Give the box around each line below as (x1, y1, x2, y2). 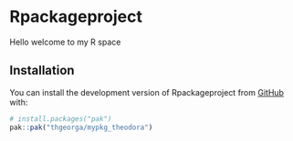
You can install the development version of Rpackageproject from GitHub (9, 86, 285, 97)
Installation (9, 63, 75, 78)
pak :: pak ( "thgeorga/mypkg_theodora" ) (9, 123, 153, 132)
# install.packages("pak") (9, 114, 112, 124)
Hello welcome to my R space (9, 36, 121, 47)
